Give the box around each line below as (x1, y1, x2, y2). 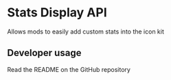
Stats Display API (7, 5, 108, 21)
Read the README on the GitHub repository (7, 65, 130, 73)
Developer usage (7, 47, 82, 59)
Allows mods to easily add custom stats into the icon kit (7, 27, 165, 36)
